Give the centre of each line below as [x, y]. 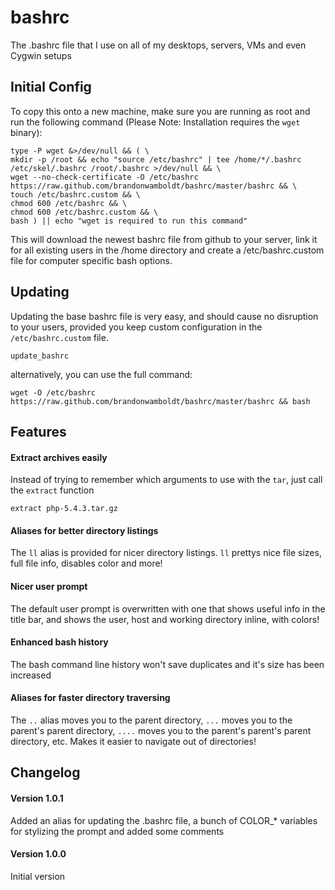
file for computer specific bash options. [91, 260]
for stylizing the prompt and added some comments [117, 831]
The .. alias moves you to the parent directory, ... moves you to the [151, 720]
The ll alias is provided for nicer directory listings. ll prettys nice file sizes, [166, 553]
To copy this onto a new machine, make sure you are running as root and [160, 111]
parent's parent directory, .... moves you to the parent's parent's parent [161, 730]
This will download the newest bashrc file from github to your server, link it [164, 239]
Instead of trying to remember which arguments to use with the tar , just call [166, 480]
